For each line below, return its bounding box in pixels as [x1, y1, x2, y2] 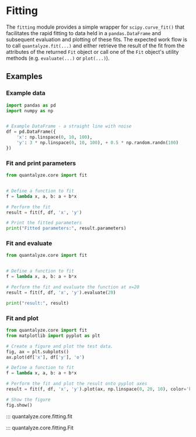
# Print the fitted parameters [6, 220, 82, 226]
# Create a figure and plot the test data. [6, 343, 114, 349]
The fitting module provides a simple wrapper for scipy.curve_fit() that [6, 23, 185, 30]
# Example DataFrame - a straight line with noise [6, 123, 132, 129]
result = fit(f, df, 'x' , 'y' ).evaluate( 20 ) [6, 290, 116, 295]
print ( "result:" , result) [6, 300, 69, 306]
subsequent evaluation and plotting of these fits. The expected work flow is [6, 36, 188, 43]
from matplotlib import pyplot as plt [6, 332, 100, 339]
